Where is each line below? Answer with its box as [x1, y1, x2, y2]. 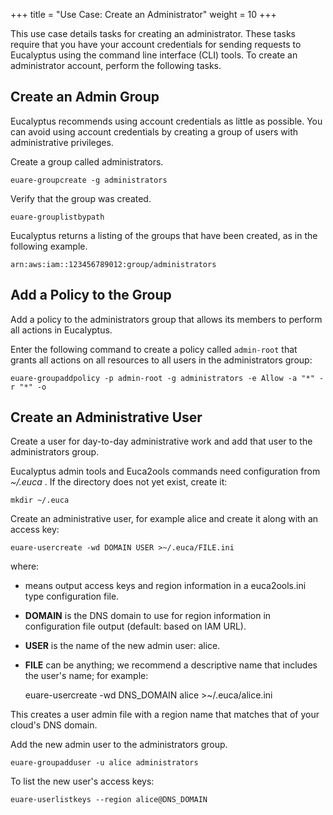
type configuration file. [24, 590, 120, 603]
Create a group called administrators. [10, 155, 164, 168]
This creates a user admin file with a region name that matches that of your [10, 709, 320, 721]
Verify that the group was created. [10, 192, 152, 204]
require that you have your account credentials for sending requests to [10, 39, 302, 50]
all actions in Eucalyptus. [10, 324, 113, 336]
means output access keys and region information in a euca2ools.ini [24, 580, 307, 592]
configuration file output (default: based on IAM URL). [24, 620, 247, 633]
